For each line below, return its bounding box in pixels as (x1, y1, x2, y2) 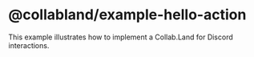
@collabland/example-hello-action (8, 6, 247, 24)
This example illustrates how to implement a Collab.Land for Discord (8, 32, 234, 42)
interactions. (8, 40, 50, 50)
